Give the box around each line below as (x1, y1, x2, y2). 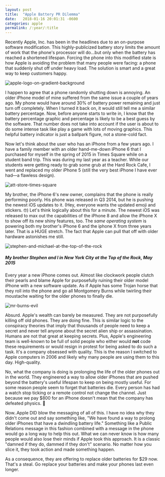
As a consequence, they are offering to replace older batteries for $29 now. (5, 456, 159, 462)
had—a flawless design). (5, 172, 56, 178)
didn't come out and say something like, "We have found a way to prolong (5, 415, 155, 421)
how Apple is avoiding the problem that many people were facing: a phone (5, 60, 156, 66)
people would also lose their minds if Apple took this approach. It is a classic (5, 436, 160, 442)
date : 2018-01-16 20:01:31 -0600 (5, 16, 78, 21)
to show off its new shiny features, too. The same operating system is (5, 218, 147, 224)
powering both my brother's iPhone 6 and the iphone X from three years (5, 223, 152, 229)
